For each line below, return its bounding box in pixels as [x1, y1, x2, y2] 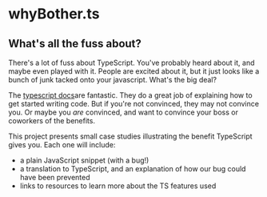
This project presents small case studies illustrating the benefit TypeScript [8, 131, 253, 141]
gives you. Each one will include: [8, 140, 116, 149]
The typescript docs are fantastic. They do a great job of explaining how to [8, 90, 253, 100]
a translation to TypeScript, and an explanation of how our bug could [19, 164, 246, 173]
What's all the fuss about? [8, 37, 142, 50]
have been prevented [19, 173, 90, 182]
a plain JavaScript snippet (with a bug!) [19, 155, 149, 165]
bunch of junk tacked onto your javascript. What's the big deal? [8, 75, 217, 84]
